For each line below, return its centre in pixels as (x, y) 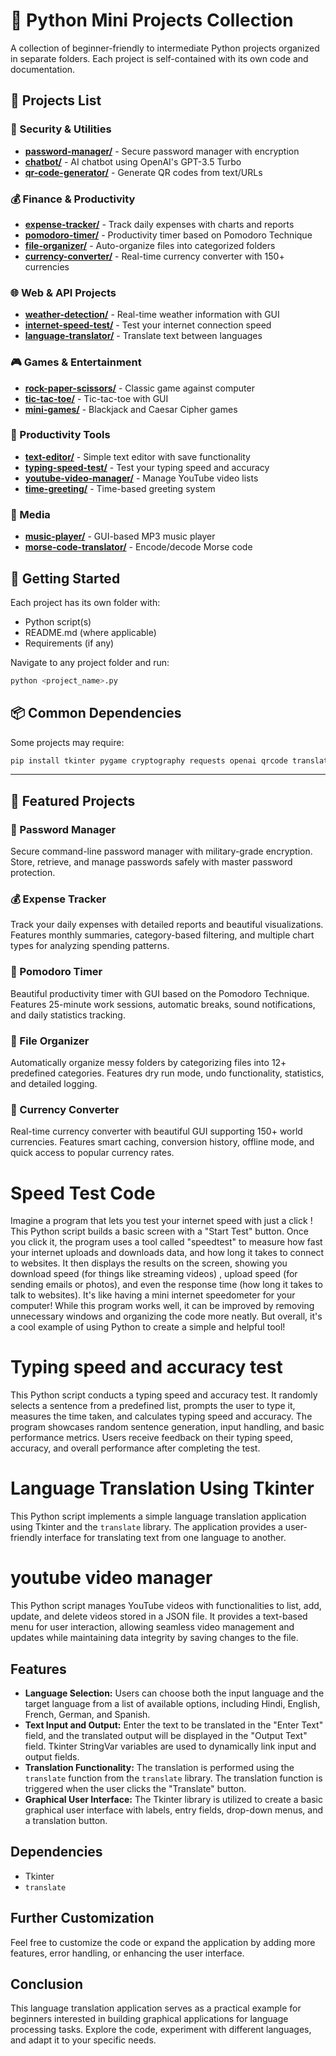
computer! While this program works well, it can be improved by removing (162, 1306)
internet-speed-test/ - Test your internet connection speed (148, 325)
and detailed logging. (54, 1084)
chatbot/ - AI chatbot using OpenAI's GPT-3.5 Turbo (133, 161)
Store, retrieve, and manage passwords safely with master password (151, 862)
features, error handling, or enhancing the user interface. (127, 1953)
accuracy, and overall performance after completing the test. (135, 1448)
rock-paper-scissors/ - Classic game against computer (139, 388)
